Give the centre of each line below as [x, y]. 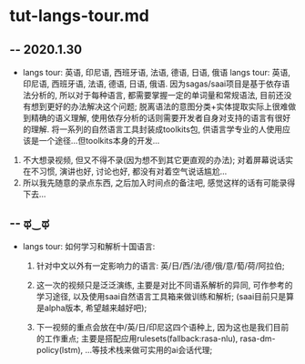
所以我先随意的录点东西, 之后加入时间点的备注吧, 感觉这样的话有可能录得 [159, 182]
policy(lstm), [60, 349]
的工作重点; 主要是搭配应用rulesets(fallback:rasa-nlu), [137, 339]
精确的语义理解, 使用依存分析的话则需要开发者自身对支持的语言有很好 [161, 118]
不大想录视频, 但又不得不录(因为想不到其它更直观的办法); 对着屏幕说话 [154, 160]
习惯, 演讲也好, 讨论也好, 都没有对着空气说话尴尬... [133, 171]
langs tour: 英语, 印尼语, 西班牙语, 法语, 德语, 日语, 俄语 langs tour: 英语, [157, 72]
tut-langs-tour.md [80, 16]
